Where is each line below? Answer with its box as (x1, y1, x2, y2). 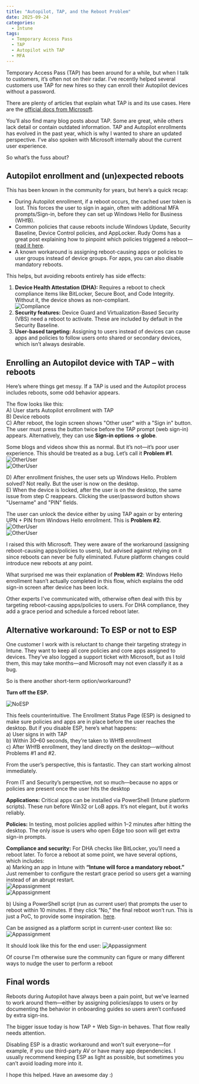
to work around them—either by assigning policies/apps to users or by (6, 999, 178, 1006)
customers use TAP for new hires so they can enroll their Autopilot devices (6, 81, 188, 89)
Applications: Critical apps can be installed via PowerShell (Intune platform (6, 797, 190, 804)
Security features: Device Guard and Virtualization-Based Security (14, 309, 179, 316)
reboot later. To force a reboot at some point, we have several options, (6, 851, 178, 858)
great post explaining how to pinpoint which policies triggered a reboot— (14, 236, 193, 243)
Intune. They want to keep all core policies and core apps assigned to (6, 647, 176, 655)
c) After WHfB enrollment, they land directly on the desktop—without (6, 743, 174, 751)
